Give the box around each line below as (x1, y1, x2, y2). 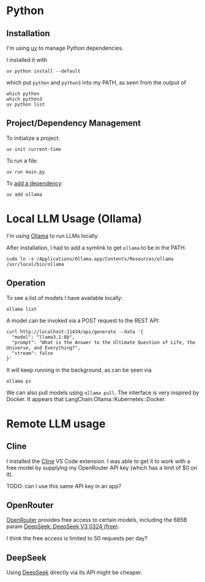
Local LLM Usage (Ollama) (6, 212, 142, 226)
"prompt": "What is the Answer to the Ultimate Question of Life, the (12, 339, 196, 345)
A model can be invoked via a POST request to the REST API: (6, 316, 160, 324)
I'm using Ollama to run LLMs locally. (6, 232, 99, 239)
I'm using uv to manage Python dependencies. (6, 44, 124, 52)
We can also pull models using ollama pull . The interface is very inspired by (6, 389, 199, 396)
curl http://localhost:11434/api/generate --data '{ (6, 329, 144, 335)
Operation (6, 278, 46, 288)
